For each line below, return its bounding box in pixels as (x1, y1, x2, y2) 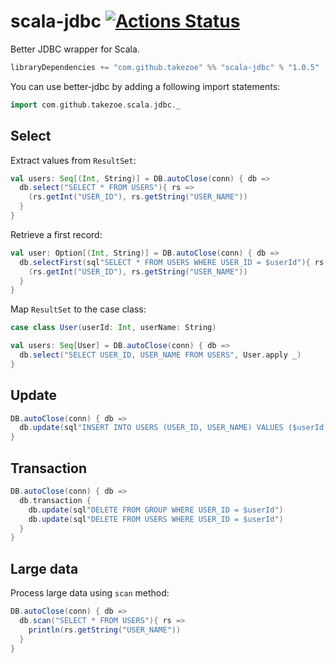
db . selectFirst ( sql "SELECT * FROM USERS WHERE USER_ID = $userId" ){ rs (19, 257, 325, 267)
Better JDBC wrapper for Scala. (10, 43, 140, 55)
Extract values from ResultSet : (10, 154, 137, 166)
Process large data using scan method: (10, 587, 170, 599)
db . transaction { (19, 495, 92, 505)
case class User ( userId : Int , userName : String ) (10, 323, 217, 333)
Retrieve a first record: (10, 228, 103, 240)
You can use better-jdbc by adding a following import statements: (10, 80, 281, 92)
